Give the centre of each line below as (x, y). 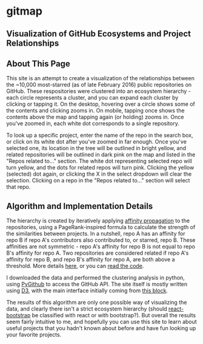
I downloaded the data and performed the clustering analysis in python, (95, 278)
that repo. (18, 187)
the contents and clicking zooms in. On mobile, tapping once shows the (95, 111)
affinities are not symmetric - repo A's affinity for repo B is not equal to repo (101, 247)
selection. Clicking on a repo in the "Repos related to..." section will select (98, 181)
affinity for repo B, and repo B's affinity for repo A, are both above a (91, 260)
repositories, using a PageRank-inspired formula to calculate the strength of (101, 227)
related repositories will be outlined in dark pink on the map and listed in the (101, 155)
